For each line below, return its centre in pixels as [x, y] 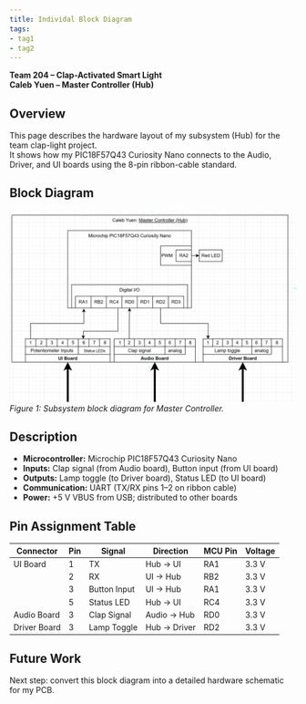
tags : [20, 29]
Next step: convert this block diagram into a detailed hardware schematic [147, 680]
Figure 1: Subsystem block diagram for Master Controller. [117, 408]
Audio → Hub [170, 615]
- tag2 [22, 48]
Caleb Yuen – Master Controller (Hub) [82, 85]
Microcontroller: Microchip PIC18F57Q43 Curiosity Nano [130, 459]
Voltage [260, 551]
